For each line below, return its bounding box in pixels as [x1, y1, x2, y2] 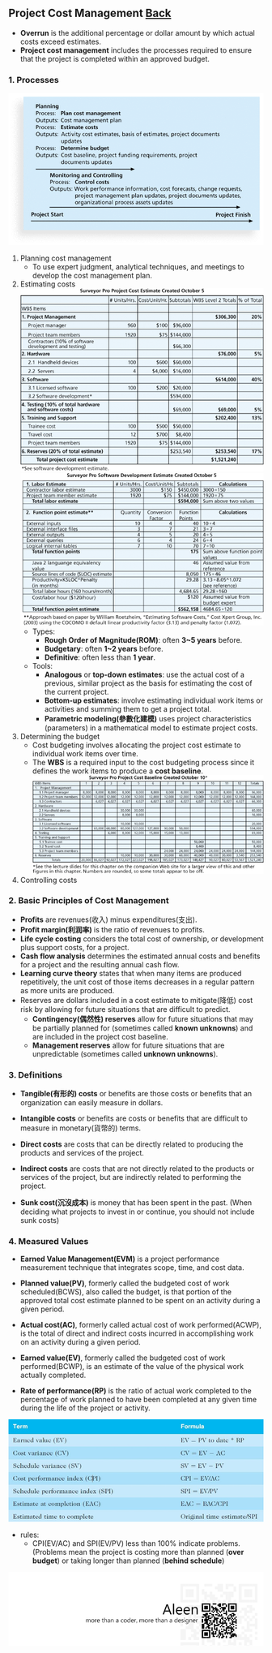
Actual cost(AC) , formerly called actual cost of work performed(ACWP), [19, 1320, 261, 1330]
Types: [32, 626, 55, 636]
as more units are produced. [19, 985, 115, 995]
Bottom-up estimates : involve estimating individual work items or [44, 695, 264, 705]
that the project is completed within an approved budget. [19, 54, 210, 63]
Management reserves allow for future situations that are [32, 1040, 225, 1050]
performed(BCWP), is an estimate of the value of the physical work [19, 1362, 244, 1371]
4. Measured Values [8, 1236, 89, 1247]
